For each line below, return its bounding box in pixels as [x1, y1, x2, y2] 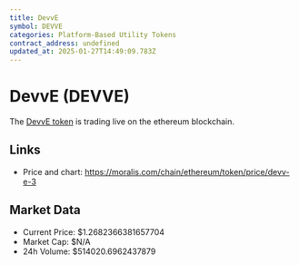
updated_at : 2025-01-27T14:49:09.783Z [9, 47, 156, 56]
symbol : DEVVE [9, 22, 64, 31]
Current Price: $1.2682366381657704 [22, 226, 165, 237]
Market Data [9, 202, 81, 218]
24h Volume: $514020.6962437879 [22, 246, 156, 257]
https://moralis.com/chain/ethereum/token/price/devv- [85, 166, 290, 177]
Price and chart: [22, 166, 84, 177]
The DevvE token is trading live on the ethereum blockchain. [9, 116, 234, 127]
